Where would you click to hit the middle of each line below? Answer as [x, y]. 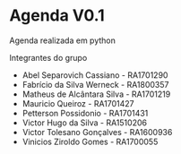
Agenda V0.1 [57, 16]
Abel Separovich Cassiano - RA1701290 [95, 75]
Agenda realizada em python [63, 40]
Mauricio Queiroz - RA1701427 [78, 103]
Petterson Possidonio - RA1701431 [85, 113]
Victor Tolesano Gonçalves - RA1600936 [97, 132]
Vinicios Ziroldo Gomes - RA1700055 [90, 141]
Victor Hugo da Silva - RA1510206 [85, 123]
